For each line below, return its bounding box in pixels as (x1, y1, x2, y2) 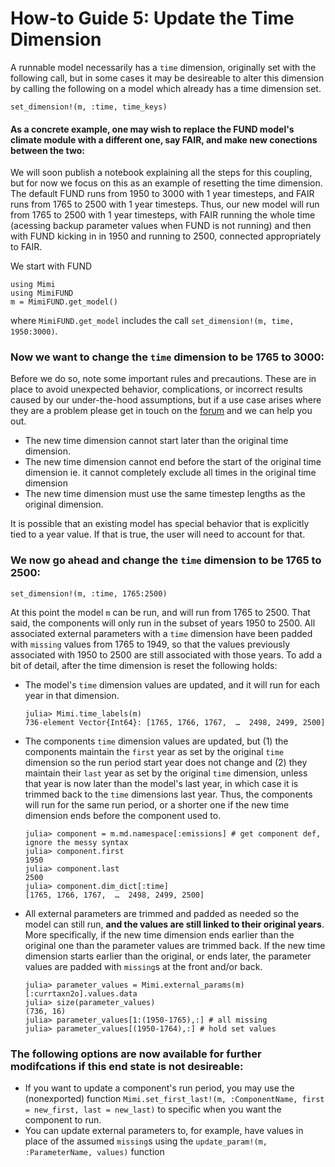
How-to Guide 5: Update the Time (10, 7, 295, 30)
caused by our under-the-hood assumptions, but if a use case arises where (10, 394, 322, 406)
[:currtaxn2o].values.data (24, 988, 138, 999)
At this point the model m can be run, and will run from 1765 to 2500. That (10, 606, 311, 618)
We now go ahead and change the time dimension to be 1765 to (10, 553, 322, 567)
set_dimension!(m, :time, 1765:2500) (10, 588, 168, 599)
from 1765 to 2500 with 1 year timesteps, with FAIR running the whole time (10, 209, 316, 221)
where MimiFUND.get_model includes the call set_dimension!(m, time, (10, 315, 295, 327)
